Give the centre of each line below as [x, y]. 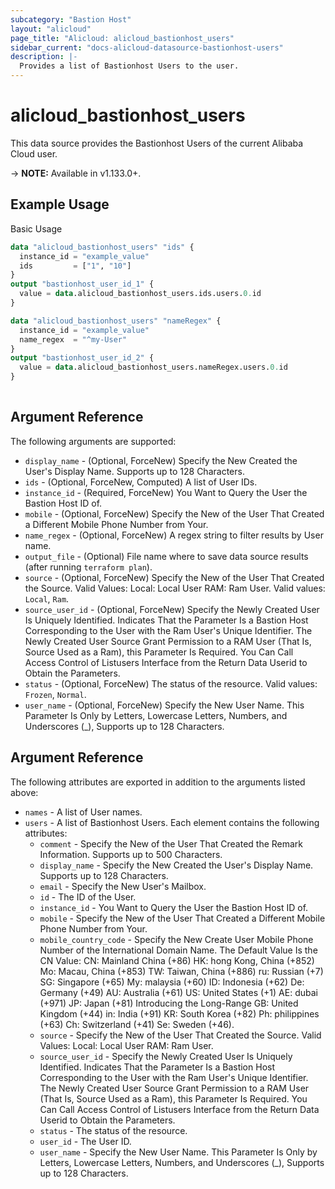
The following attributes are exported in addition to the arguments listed [158, 782]
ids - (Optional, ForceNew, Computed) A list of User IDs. [141, 482]
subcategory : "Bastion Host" [71, 19]
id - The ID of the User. [88, 897]
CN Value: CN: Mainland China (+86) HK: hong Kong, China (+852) [177, 960]
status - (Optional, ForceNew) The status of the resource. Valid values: [171, 683]
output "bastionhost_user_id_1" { [82, 284]
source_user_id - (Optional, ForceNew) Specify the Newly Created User [172, 609]
